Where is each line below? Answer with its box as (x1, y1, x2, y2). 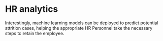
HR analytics (5, 3, 58, 15)
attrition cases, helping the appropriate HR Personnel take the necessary (5, 25, 153, 31)
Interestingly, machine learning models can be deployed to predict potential (5, 20, 159, 26)
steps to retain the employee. (5, 30, 65, 36)
